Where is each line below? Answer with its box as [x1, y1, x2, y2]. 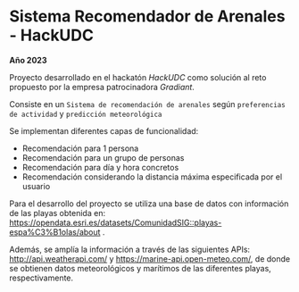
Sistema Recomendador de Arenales [9, 6, 286, 27]
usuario [21, 180, 51, 191]
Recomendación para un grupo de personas [21, 152, 185, 163]
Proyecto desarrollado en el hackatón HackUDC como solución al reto [9, 71, 267, 82]
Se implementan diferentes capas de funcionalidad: [9, 125, 199, 136]
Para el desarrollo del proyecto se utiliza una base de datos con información [9, 198, 289, 209]
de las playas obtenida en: [9, 207, 105, 218]
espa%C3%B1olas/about [9, 226, 101, 238]
